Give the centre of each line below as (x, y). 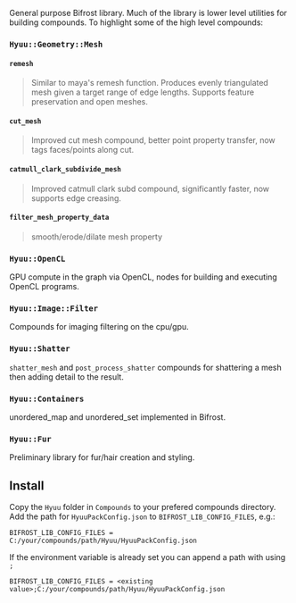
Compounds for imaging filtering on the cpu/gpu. (99, 327)
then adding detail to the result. (67, 377)
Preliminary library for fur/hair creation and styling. (102, 457)
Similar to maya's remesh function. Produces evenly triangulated (150, 83)
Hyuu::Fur (30, 439)
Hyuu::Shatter (40, 349)
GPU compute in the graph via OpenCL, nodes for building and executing (144, 277)
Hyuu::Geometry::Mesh (56, 44)
